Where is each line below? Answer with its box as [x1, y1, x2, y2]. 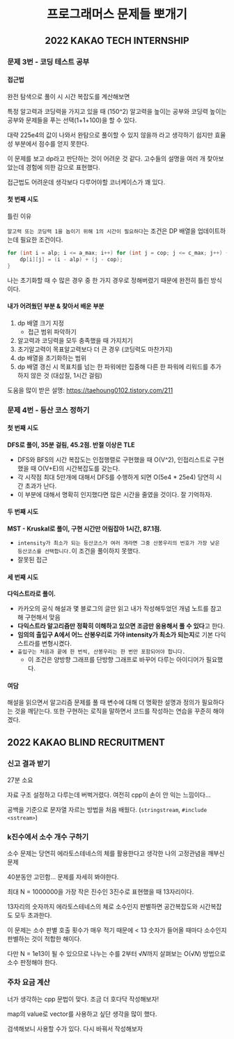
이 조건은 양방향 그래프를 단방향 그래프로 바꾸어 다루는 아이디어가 [27, 656, 205, 664]
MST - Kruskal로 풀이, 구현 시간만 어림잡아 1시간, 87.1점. [7, 524, 162, 533]
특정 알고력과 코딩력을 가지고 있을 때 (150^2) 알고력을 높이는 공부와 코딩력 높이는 [7, 107, 227, 115]
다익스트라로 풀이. [7, 589, 56, 598]
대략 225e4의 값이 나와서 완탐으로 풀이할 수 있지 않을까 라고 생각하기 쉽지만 [7, 131, 214, 139]
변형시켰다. [41, 640, 72, 648]
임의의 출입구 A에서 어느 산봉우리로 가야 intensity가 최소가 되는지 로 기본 [17, 631, 214, 639]
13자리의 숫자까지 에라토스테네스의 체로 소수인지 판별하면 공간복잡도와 [7, 902, 198, 911]
